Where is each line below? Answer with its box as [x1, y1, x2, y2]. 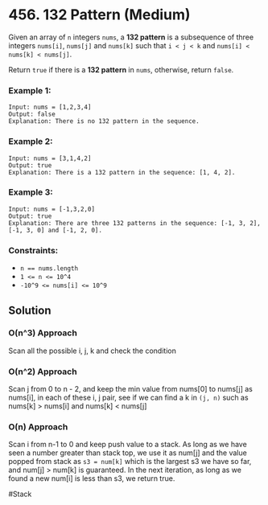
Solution [8, 303, 52, 317]
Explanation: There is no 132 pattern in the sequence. [8, 117, 200, 125]
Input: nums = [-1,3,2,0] [8, 205, 95, 213]
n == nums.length [19, 265, 79, 273]
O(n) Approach [8, 421, 68, 433]
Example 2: [8, 136, 53, 147]
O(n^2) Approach [8, 366, 78, 377]
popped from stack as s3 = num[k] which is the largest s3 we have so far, [8, 457, 252, 466]
